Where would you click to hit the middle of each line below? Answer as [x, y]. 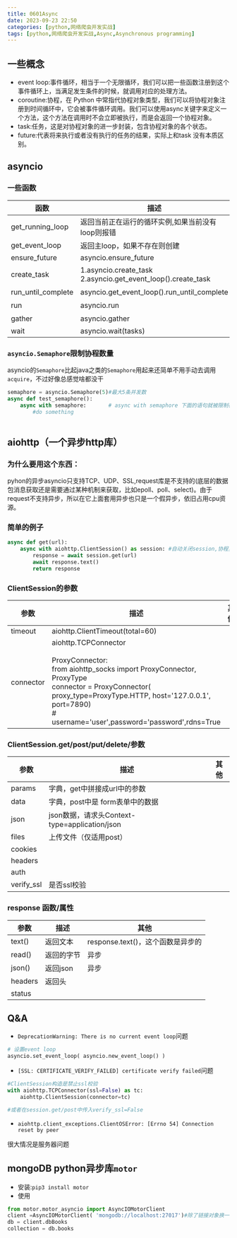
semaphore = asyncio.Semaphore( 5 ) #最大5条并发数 [77, 393]
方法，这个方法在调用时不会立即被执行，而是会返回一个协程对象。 [120, 118]
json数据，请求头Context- [92, 815]
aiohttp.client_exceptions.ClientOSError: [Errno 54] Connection [115, 1124]
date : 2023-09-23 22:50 [42, 20]
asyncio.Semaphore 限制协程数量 [61, 353]
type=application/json [85, 825]
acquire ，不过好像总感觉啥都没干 [56, 379]
